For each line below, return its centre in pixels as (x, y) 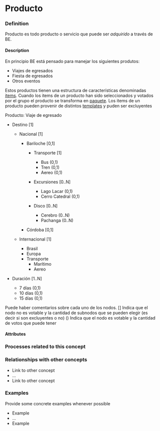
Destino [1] (23, 125)
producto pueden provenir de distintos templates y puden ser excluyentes (79, 106)
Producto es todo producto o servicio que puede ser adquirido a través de (79, 34)
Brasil (32, 248)
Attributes (15, 334)
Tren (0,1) (50, 167)
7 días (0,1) (30, 288)
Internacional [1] (35, 239)
